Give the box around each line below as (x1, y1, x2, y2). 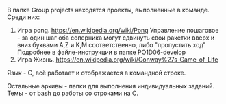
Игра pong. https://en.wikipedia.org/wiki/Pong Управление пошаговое (16, 27, 219, 34)
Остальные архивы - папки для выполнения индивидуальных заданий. (7, 82, 214, 90)
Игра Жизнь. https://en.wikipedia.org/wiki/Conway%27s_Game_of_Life (16, 55, 218, 64)
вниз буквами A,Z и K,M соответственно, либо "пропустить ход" (16, 41, 207, 49)
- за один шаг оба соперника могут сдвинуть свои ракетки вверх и (16, 34, 215, 42)
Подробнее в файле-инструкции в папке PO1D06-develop (16, 48, 186, 56)
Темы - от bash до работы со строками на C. (7, 89, 139, 97)
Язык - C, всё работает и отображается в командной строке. (7, 68, 186, 77)
